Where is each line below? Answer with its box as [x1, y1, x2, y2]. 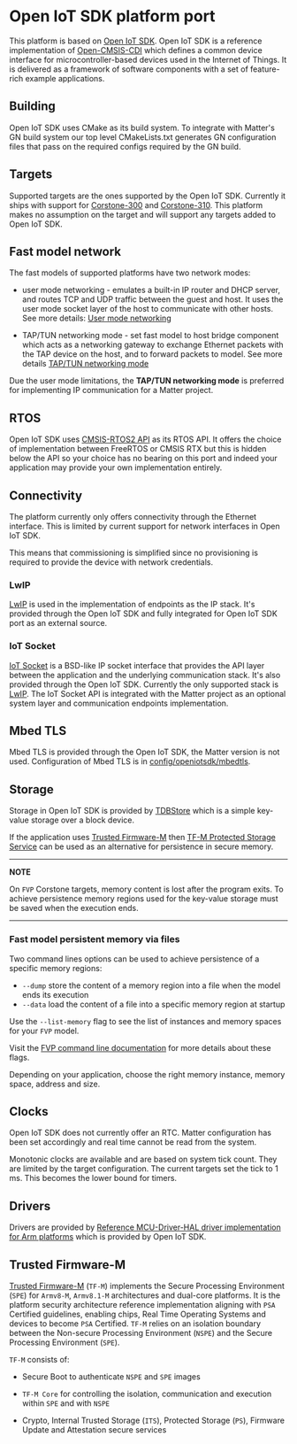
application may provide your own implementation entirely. [9, 462, 223, 473]
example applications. [25, 73, 105, 83]
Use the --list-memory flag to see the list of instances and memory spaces [9, 1015, 282, 1026]
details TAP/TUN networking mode [21, 359, 149, 369]
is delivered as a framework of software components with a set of [9, 64, 249, 74]
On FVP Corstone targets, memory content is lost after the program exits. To [9, 884, 285, 895]
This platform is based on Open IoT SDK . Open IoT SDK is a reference [9, 35, 263, 46]
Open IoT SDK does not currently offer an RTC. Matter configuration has [9, 1127, 272, 1139]
